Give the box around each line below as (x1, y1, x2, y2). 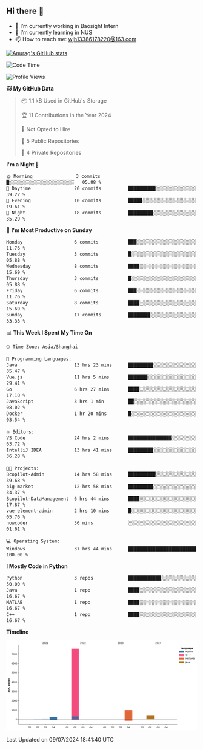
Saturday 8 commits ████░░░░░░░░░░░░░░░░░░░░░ (6, 299, 197, 306)
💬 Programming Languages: (6, 356, 72, 362)
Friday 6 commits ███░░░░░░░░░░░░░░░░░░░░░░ (6, 287, 197, 293)
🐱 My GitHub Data (6, 84, 55, 92)
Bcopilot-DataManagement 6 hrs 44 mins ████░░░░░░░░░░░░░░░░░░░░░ (6, 496, 197, 502)
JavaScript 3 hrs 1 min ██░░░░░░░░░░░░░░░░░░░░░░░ (6, 398, 197, 405)
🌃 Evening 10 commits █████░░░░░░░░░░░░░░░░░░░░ (6, 197, 197, 203)
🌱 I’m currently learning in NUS (15, 29, 93, 36)
